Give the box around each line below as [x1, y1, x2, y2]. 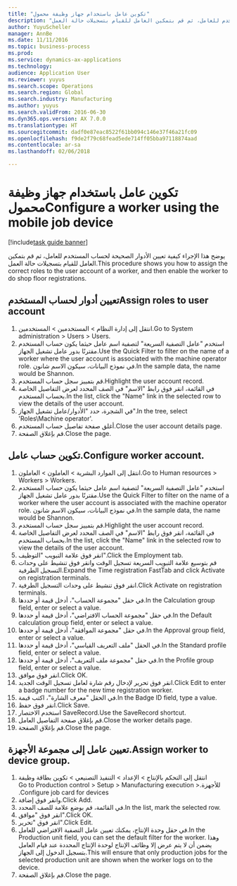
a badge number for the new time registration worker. [18, 686, 174, 694]
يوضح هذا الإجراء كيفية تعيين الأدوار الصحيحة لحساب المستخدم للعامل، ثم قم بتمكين [8, 251, 226, 260]
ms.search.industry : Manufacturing [8, 96, 113, 103]
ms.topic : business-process [8, 43, 91, 50]
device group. [8, 754, 71, 766]
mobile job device [8, 214, 114, 231]
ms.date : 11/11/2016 [8, 37, 69, 44]
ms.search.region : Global [8, 89, 84, 96]
